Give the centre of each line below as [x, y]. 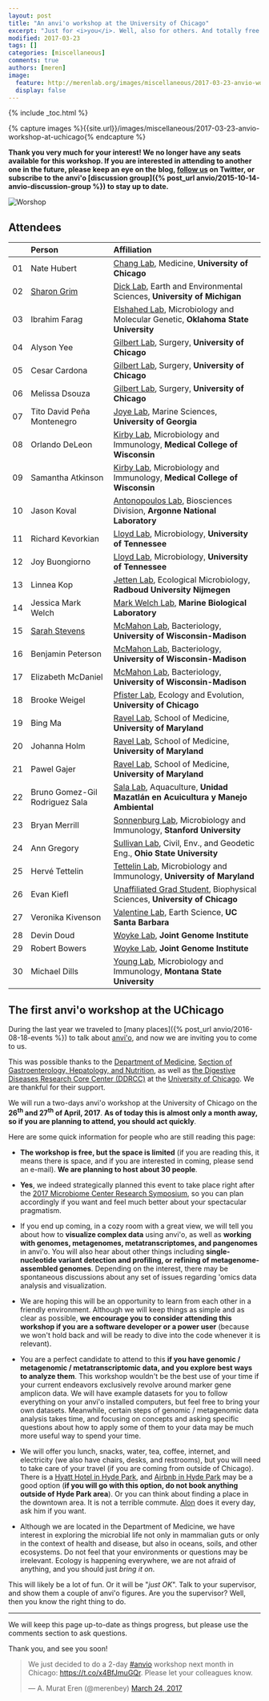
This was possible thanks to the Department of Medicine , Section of [120, 1062]
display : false [41, 90]
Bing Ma [46, 724]
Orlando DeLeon [62, 445]
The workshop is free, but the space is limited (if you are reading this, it [140, 1152]
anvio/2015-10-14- [228, 178]
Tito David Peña [60, 412]
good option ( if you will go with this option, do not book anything [129, 1485]
